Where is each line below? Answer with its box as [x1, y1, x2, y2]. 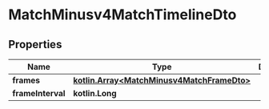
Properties [8, 38, 62, 51]
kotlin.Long [73, 88, 118, 99]
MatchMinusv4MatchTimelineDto [8, 6, 237, 24]
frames [12, 75, 41, 86]
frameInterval [12, 88, 66, 99]
